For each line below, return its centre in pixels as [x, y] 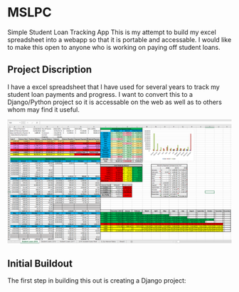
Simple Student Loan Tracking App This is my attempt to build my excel [112, 32]
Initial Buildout [40, 263]
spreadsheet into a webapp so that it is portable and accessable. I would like [119, 39]
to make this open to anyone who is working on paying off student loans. [114, 47]
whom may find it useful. [44, 109]
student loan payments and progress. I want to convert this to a [100, 94]
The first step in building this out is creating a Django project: [97, 281]
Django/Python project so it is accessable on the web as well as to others [115, 102]
